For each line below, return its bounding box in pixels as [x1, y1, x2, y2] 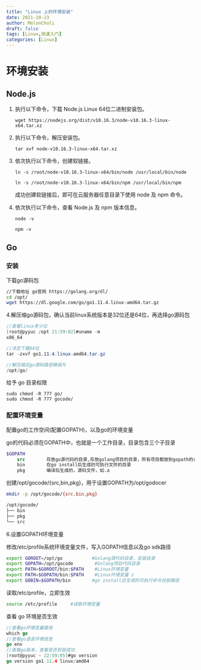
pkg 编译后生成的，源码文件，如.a [17, 467, 110, 474]
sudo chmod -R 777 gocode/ [6, 396, 74, 403]
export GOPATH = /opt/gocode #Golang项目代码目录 [6, 561, 141, 567]
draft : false [6, 25, 39, 32]
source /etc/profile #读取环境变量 [6, 601, 100, 607]
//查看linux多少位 [6, 323, 48, 329]
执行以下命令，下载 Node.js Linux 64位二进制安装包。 [14, 106, 148, 112]
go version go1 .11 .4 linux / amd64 [6, 659, 90, 665]
